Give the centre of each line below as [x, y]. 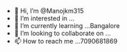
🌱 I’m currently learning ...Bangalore [67, 26]
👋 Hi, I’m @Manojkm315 [49, 11]
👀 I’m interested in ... [44, 18]
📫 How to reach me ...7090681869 [66, 41]
